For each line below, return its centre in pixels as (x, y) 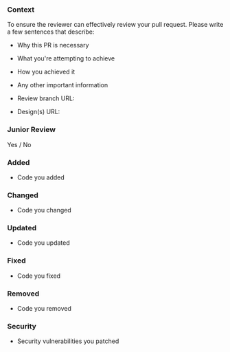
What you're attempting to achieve (66, 58)
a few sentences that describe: (51, 32)
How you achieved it (46, 72)
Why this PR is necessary (53, 45)
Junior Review (32, 130)
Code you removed (44, 309)
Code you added (41, 177)
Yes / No (19, 144)
